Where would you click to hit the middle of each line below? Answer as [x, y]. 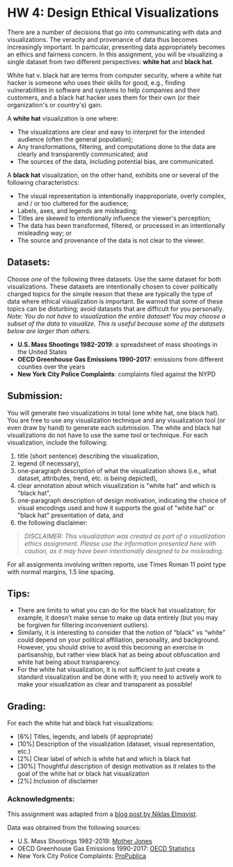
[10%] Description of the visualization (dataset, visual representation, [116, 744]
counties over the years [51, 367]
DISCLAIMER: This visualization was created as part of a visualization [125, 536]
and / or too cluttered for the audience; [73, 203]
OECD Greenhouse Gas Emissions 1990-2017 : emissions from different [120, 359]
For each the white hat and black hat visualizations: [81, 723]
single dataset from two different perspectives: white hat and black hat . [111, 61]
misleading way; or [44, 233]
